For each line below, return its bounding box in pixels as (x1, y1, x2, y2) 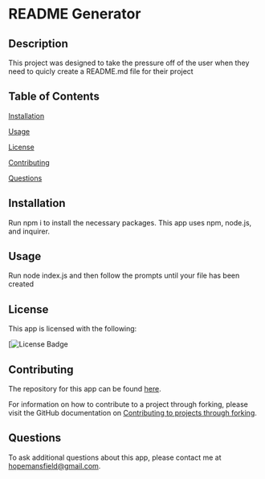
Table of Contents (8, 90, 100, 104)
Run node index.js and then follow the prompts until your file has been (8, 270, 240, 281)
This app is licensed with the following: (8, 324, 137, 334)
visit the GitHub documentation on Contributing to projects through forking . (8, 408, 257, 418)
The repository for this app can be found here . (8, 384, 162, 394)
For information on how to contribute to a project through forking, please (8, 400, 249, 409)
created (8, 279, 35, 289)
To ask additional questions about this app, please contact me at (8, 453, 222, 462)
